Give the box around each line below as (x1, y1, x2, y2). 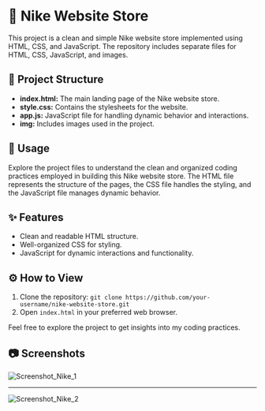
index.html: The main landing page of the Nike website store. (19, 94, 220, 103)
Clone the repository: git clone (19, 292, 122, 302)
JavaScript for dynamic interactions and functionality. (19, 248, 194, 258)
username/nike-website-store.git (19, 301, 130, 308)
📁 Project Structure (8, 73, 104, 86)
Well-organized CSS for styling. (19, 240, 122, 249)
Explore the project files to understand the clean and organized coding (8, 163, 238, 172)
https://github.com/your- (125, 293, 211, 302)
